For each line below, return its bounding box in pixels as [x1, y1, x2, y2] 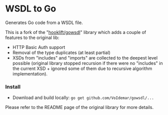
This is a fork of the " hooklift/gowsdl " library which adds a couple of [5, 29, 146, 35]
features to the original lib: [5, 34, 60, 40]
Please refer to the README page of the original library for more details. [5, 104, 154, 110]
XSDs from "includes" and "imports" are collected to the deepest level [12, 54, 158, 60]
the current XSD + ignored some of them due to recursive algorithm [12, 65, 152, 71]
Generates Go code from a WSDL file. [5, 19, 83, 25]
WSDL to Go [5, 3, 56, 14]
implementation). [12, 70, 48, 76]
